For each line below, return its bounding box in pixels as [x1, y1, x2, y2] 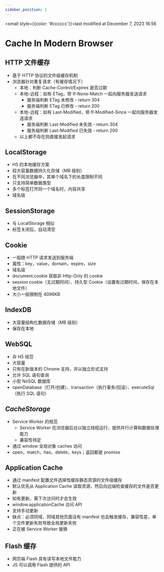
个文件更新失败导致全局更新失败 [12, 520, 77, 526]
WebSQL [5, 340, 33, 348]
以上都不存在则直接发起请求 [19, 133, 76, 140]
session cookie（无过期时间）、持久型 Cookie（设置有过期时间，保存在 [12, 279, 155, 285]
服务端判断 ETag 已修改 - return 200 [26, 103, 100, 109]
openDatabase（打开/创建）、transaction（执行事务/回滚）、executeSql [12, 384, 154, 390]
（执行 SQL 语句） [12, 390, 49, 396]
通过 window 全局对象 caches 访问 [12, 443, 82, 449]
